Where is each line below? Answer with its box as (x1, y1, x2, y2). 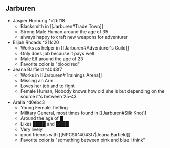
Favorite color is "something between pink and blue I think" (20, 137, 145, 143)
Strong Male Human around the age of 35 (20, 28, 109, 35)
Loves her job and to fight (20, 83, 75, 89)
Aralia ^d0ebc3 (12, 99, 45, 105)
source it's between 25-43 (20, 93, 77, 100)
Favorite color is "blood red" (20, 61, 80, 67)
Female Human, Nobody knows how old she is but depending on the (20, 88, 165, 94)
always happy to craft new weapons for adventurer (20, 34, 128, 40)
